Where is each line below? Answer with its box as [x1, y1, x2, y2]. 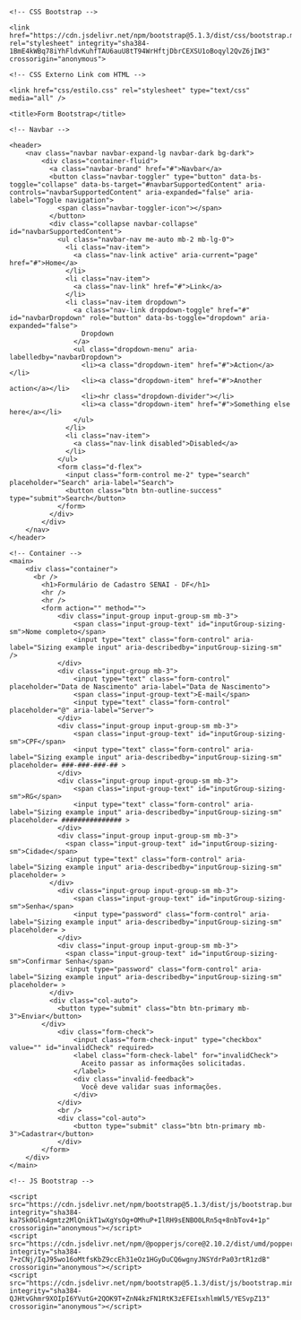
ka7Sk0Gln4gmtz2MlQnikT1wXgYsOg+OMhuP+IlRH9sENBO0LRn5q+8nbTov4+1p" [9, 1216, 271, 1225]
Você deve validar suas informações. [81, 1082, 222, 1091]
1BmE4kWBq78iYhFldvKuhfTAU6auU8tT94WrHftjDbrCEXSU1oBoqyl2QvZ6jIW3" [9, 47, 271, 56]
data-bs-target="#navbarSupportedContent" [81, 180, 243, 189]
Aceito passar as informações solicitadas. [81, 1059, 246, 1068]
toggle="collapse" [9, 180, 78, 189]
